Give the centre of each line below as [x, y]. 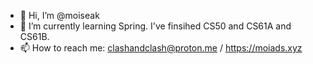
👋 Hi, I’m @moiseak [59, 15]
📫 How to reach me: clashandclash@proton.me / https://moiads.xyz [161, 48]
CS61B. [34, 36]
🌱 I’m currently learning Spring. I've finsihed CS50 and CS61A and [155, 26]
